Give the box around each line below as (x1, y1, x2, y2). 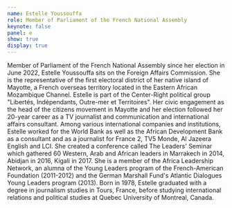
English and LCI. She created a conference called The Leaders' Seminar (7, 142, 213, 150)
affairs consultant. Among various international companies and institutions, (7, 120, 221, 128)
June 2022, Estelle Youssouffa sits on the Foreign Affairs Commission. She (7, 68, 220, 77)
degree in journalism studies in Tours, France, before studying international (7, 186, 222, 194)
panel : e (7, 29, 33, 37)
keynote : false (7, 23, 51, 30)
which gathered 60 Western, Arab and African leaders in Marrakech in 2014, (7, 149, 225, 158)
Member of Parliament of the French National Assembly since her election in (7, 62, 225, 69)
